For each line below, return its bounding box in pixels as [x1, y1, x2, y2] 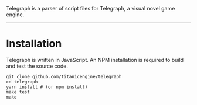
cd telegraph [6, 79, 38, 85]
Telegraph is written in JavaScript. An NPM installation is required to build [6, 56, 184, 63]
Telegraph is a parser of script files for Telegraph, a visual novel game [6, 5, 175, 12]
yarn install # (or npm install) [6, 84, 88, 90]
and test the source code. [6, 62, 69, 69]
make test [6, 89, 30, 95]
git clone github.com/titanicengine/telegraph [6, 73, 122, 79]
